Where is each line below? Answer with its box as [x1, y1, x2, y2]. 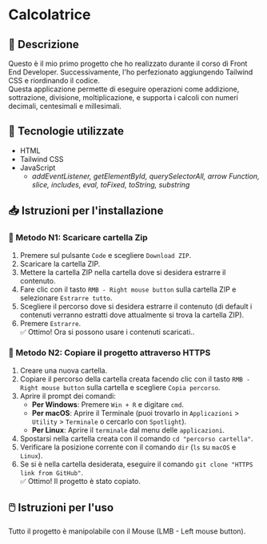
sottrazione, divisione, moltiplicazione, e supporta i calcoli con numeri [8, 93, 238, 102]
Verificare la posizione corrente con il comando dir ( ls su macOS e [19, 442, 237, 452]
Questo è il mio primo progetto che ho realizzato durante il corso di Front [8, 58, 248, 68]
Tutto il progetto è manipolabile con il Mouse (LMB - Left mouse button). [8, 526, 246, 536]
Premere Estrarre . [19, 318, 82, 328]
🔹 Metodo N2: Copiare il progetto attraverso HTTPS [8, 347, 211, 358]
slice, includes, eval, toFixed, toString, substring [31, 179, 190, 189]
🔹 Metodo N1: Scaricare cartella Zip [8, 232, 148, 244]
